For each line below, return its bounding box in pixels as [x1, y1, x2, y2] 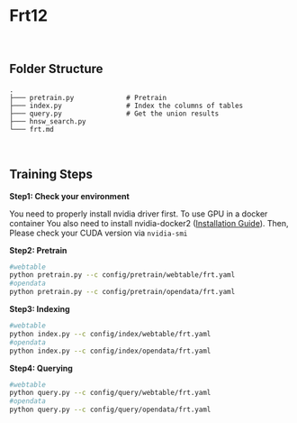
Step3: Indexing [9, 304, 70, 315]
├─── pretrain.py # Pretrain [9, 93, 167, 102]
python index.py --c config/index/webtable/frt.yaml [9, 329, 211, 338]
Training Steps [9, 167, 93, 182]
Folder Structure [9, 61, 103, 77]
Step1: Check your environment [9, 190, 130, 201]
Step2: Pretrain [9, 244, 67, 255]
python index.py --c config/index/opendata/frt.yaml [9, 346, 211, 355]
